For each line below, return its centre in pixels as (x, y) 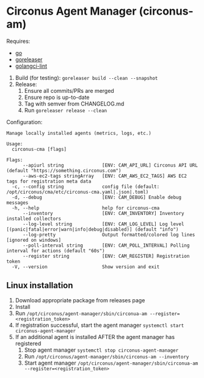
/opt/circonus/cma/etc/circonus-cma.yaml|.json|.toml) (78, 192)
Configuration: (24, 122)
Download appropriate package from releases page (80, 300)
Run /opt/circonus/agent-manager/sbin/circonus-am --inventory (107, 356)
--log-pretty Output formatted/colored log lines (109, 234)
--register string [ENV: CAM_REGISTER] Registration (106, 256)
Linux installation (40, 285)
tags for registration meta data (49, 181)
